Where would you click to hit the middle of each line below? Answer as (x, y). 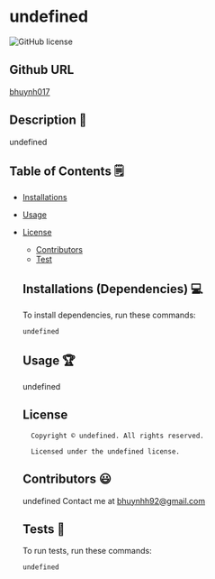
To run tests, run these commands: (87, 551)
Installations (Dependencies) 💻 (113, 289)
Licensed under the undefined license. (105, 451)
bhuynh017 (30, 91)
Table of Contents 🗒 (67, 171)
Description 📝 (48, 120)
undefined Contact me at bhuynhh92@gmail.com (114, 501)
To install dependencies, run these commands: (109, 315)
